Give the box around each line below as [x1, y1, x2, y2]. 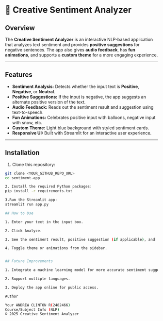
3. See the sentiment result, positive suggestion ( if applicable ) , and [5, 237, 155, 242]
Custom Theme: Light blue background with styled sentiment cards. [12, 125, 149, 131]
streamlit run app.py [5, 202, 49, 207]
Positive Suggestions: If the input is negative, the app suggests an [12, 94, 147, 100]
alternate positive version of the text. [12, 99, 86, 105]
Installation [5, 149, 40, 157]
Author [5, 294, 18, 299]
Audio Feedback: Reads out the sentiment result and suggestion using [12, 104, 154, 110]
